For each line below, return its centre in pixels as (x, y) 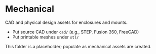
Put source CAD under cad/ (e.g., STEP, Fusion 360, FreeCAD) (76, 32)
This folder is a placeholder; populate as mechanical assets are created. (78, 46)
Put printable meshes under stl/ (45, 37)
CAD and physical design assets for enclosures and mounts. (66, 22)
